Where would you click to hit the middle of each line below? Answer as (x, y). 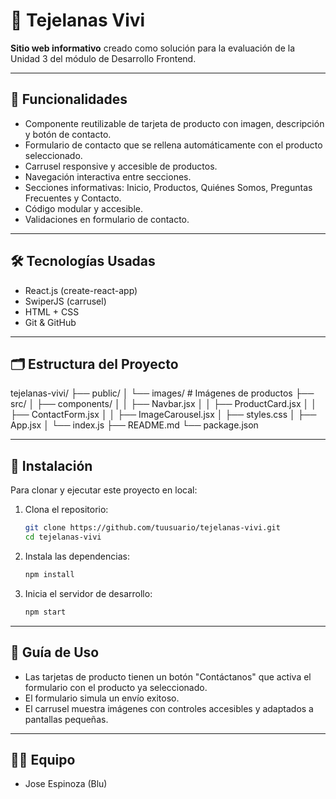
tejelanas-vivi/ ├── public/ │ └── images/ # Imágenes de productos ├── (162, 393)
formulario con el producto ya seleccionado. (116, 687)
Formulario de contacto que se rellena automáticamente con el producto (173, 145)
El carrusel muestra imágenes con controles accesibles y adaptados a (169, 708)
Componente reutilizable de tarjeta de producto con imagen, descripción (174, 123)
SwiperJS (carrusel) (65, 301)
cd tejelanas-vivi (63, 537)
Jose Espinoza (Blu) (66, 784)
